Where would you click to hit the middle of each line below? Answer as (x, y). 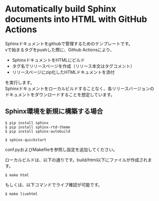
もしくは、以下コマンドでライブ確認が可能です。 (54, 184)
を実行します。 (20, 82)
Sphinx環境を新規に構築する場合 (54, 111)
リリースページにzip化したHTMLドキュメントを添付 (63, 72)
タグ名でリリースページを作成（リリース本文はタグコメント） (73, 66)
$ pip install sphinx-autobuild (38, 131)
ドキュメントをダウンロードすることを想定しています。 (60, 94)
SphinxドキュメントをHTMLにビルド (48, 60)
